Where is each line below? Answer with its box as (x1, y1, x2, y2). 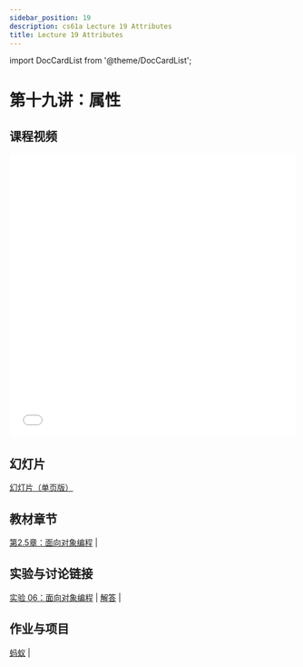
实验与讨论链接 (9, 566, 93, 582)
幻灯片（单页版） (9, 483, 73, 493)
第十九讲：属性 (9, 90, 122, 110)
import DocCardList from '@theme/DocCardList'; (9, 55, 192, 66)
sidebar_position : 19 (9, 13, 92, 23)
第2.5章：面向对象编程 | (9, 537, 98, 548)
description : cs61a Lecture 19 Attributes (9, 22, 172, 31)
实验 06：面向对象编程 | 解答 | (9, 592, 122, 602)
